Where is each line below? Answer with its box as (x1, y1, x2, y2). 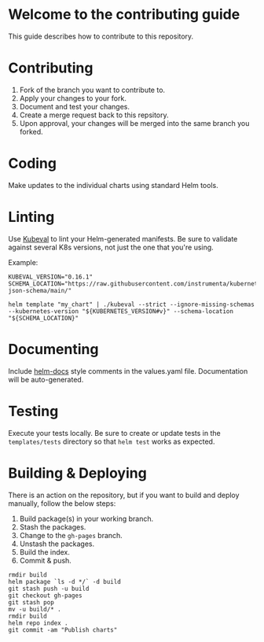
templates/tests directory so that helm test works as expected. (8, 437, 215, 446)
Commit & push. (19, 555, 72, 565)
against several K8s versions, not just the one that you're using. (8, 242, 214, 252)
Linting (8, 208, 55, 226)
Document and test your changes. (19, 101, 130, 111)
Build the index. (19, 547, 71, 556)
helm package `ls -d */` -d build (8, 577, 122, 585)
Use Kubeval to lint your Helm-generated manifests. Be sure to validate (8, 234, 238, 243)
